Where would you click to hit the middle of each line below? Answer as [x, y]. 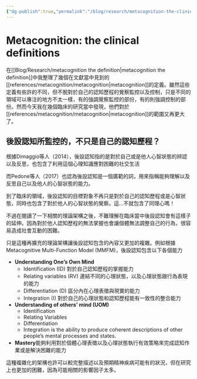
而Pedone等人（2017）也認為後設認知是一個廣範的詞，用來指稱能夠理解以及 [98, 176]
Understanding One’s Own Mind [55, 262]
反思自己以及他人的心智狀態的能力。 [50, 184]
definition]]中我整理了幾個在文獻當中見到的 [58, 77]
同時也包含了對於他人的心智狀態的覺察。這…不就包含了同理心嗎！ [96, 203]
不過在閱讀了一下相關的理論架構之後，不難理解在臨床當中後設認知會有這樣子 [98, 216]
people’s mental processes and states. [69, 336]
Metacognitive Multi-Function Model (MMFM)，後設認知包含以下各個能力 [94, 250]
